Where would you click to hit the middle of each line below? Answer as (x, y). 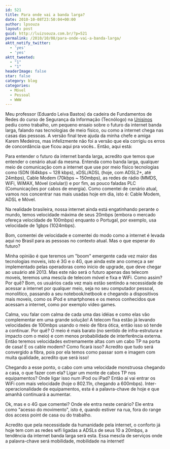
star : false (18, 76)
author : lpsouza (22, 24)
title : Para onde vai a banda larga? (45, 15)
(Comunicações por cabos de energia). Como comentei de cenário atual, (81, 189)
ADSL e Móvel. (21, 200)
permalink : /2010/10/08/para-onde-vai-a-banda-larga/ (63, 39)
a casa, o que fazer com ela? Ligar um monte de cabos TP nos (71, 373)
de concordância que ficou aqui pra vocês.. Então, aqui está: (69, 147)
